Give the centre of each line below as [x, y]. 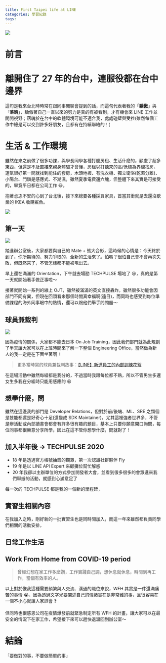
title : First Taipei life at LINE [41, 10]
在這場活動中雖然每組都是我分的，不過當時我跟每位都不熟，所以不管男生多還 [83, 375]
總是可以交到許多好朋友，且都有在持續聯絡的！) [62, 124]
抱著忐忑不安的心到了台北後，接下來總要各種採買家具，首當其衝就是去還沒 [81, 196]
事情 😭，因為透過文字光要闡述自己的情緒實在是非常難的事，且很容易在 [86, 595]
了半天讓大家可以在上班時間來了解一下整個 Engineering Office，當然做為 [79, 348]
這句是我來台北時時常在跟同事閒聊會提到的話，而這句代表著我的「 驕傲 [77, 106]
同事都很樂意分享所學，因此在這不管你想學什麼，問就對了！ [70, 430]
